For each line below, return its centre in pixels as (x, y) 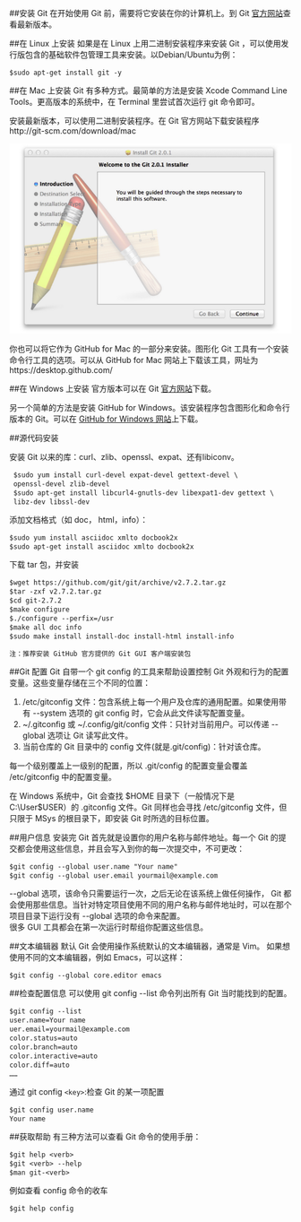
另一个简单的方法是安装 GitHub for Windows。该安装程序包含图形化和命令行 (150, 408)
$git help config (42, 1209)
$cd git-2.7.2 (36, 601)
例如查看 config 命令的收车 (59, 1191)
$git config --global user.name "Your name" (94, 867)
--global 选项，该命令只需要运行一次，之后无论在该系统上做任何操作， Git (146, 894)
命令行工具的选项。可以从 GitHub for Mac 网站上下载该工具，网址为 (134, 360)
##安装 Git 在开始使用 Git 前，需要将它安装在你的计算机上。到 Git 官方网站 (146, 13)
